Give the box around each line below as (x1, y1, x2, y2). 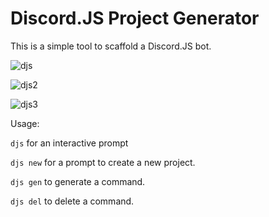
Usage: (10, 117, 40, 129)
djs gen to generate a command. (10, 175, 146, 187)
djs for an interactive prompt (10, 137, 129, 149)
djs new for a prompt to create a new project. (10, 156, 196, 168)
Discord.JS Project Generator (10, 7, 260, 30)
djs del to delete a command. (10, 195, 135, 207)
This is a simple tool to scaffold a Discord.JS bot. (10, 40, 212, 52)
